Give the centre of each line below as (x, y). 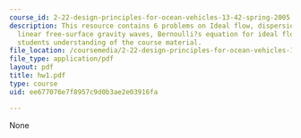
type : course (34, 84)
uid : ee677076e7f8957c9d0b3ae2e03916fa (84, 92)
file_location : (38, 51)
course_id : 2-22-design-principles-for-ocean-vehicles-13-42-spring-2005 (150, 17)
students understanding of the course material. (110, 42)
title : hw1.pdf (38, 76)
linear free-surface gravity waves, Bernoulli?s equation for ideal (148, 34)
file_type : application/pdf (62, 59)
